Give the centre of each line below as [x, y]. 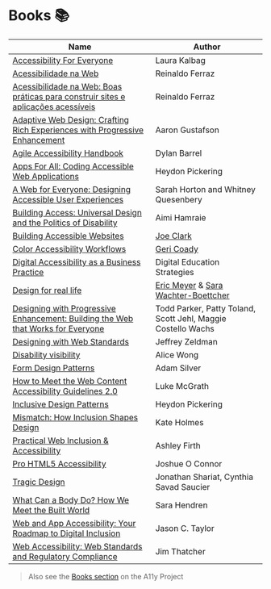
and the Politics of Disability [65, 223]
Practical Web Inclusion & [60, 441]
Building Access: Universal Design [77, 212]
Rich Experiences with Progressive [78, 130]
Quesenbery [179, 199]
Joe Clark [173, 236]
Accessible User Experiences [68, 199]
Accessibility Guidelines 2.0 [65, 391]
